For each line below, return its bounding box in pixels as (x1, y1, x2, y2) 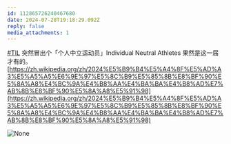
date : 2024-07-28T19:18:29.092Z (7, 16, 100, 23)
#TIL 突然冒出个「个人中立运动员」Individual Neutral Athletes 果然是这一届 (7, 49, 219, 57)
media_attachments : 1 (7, 29, 70, 36)
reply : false (7, 23, 45, 29)
